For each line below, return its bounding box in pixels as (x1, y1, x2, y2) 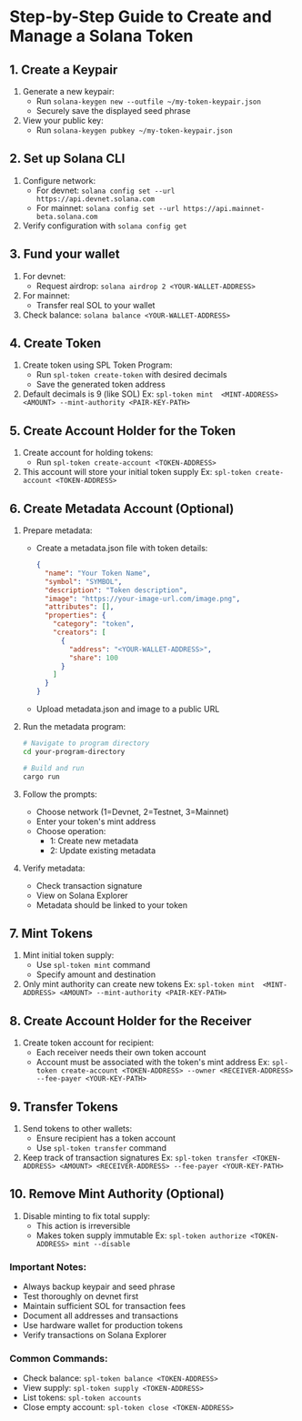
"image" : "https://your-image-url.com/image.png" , (44, 594, 241, 603)
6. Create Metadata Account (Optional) (9, 500, 235, 516)
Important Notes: (9, 1260, 87, 1273)
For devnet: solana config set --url (35, 185, 176, 196)
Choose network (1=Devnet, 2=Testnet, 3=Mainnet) (35, 806, 229, 817)
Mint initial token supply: (22, 950, 115, 961)
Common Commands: (9, 1353, 108, 1366)
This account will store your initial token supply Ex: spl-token (22, 467, 252, 478)
